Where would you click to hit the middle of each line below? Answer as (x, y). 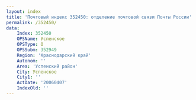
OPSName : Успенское (41, 39)
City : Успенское (37, 72)
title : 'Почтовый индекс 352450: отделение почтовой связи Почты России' (99, 17)
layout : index (24, 11)
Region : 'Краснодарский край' (54, 55)
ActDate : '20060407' (42, 83)
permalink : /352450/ (32, 22)
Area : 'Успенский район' (47, 66)
